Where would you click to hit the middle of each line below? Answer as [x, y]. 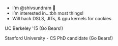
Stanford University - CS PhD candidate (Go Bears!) [59, 38]
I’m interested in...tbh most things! [48, 13]
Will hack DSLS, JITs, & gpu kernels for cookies [62, 18]
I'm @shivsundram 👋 [34, 8]
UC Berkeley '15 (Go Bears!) [34, 28]
